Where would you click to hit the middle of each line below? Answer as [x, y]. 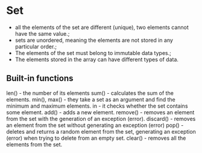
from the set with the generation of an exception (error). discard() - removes [101, 119]
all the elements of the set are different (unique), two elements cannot [102, 27]
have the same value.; [42, 33]
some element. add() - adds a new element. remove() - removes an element [100, 112]
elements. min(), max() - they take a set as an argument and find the [91, 99]
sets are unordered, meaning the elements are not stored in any [94, 40]
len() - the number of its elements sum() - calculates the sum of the [90, 93]
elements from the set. [34, 144]
